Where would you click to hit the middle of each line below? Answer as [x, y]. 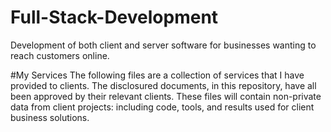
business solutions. [50, 117]
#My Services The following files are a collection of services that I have [157, 75]
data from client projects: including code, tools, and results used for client [162, 107]
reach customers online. [60, 55]
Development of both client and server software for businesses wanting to [163, 45]
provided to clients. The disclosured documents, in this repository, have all [163, 85]
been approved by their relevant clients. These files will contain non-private [166, 96]
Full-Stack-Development [114, 17]
